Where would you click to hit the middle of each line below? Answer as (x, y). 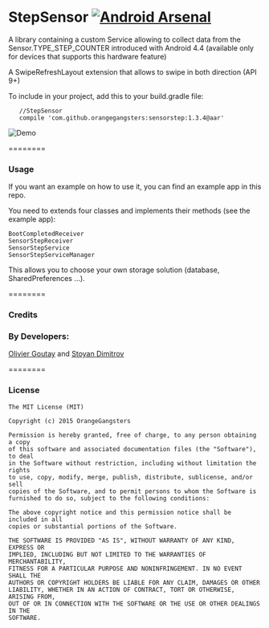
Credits (23, 315)
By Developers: (39, 336)
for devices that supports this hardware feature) (88, 56)
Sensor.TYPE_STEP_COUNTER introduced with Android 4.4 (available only (131, 47)
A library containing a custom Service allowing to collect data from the (124, 39)
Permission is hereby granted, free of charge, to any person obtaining (132, 435)
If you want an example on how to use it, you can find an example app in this (135, 187)
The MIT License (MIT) (46, 407)
